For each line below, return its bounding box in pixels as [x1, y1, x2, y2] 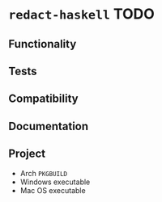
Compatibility [8, 92, 79, 106]
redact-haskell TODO [8, 5, 156, 23]
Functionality [8, 37, 77, 51]
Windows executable [19, 177, 91, 187]
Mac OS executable [19, 185, 87, 195]
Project [8, 147, 46, 161]
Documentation [8, 119, 89, 133]
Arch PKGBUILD [19, 168, 67, 178]
